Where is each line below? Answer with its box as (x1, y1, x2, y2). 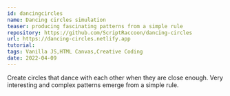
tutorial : (7, 42, 36, 49)
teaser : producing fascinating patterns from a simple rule (7, 23, 184, 29)
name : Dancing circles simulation (7, 16, 107, 23)
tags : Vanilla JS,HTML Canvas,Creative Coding (7, 49, 143, 56)
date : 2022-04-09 (7, 55, 57, 62)
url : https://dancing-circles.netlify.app (7, 36, 131, 43)
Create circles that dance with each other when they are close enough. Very (7, 73, 224, 82)
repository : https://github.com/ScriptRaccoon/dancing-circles (7, 29, 193, 36)
